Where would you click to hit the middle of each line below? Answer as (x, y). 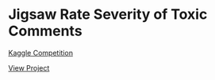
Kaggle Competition (41, 53)
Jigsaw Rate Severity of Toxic (108, 15)
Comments (45, 31)
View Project (29, 67)
